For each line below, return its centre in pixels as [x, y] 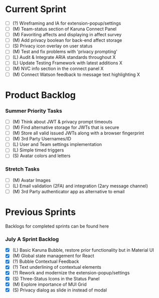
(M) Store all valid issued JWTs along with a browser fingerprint [78, 133]
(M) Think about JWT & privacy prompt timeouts [62, 122]
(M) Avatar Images [32, 180]
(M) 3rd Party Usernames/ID [42, 139]
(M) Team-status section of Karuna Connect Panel [64, 29]
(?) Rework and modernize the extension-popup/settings [71, 273]
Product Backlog [41, 95]
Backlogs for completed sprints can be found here [57, 226]
